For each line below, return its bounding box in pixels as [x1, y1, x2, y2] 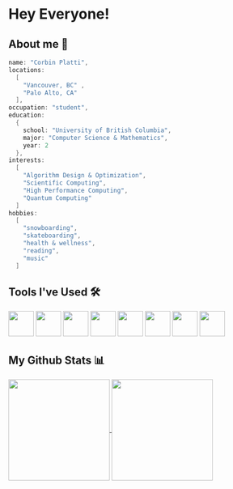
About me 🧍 [8, 37, 69, 51]
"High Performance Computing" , [23, 186, 129, 194]
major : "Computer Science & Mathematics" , [23, 134, 168, 142]
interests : [8, 156, 45, 164]
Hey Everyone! [8, 5, 110, 23]
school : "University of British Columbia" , [23, 126, 172, 134]
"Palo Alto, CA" [23, 88, 78, 97]
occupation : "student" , [8, 104, 89, 112]
